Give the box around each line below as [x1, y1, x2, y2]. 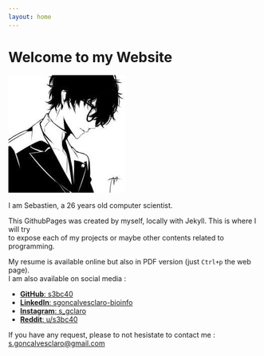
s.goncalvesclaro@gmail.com [8, 338, 105, 348]
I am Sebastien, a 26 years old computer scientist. [8, 200, 173, 210]
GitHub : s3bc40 [19, 289, 73, 299]
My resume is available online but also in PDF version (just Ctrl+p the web [8, 256, 251, 266]
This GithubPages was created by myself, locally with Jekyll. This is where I [8, 216, 257, 225]
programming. [8, 241, 55, 251]
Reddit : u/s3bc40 [19, 315, 78, 324]
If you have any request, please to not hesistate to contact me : [8, 330, 215, 339]
